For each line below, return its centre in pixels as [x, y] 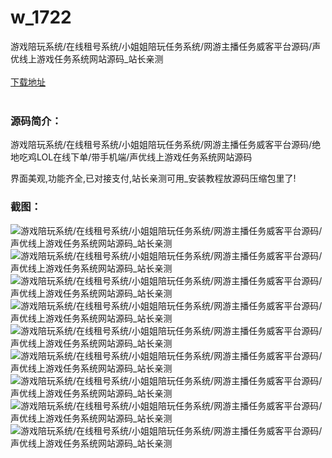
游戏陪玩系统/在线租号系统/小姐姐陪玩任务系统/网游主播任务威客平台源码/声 [166, 46]
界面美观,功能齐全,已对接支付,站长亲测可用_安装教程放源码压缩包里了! [153, 178]
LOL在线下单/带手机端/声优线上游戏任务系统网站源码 [144, 157]
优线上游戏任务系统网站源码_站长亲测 [87, 58]
